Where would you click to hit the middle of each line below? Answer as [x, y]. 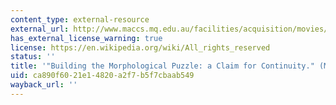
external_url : [40, 29]
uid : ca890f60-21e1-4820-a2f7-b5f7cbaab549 [102, 76]
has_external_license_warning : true [86, 38]
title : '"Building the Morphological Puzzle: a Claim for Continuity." [162, 66]
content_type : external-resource [80, 19]
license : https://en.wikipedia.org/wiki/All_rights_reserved [140, 47]
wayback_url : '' [44, 85]
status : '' [33, 57]
